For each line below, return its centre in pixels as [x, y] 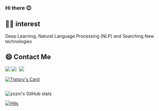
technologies [19, 41]
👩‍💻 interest [23, 24]
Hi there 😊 [18, 8]
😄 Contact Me [28, 57]
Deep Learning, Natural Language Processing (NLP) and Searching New [80, 36]
